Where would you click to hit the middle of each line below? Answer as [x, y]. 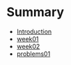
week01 [27, 38]
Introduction [34, 31]
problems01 [33, 54]
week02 [28, 46]
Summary [35, 12]
